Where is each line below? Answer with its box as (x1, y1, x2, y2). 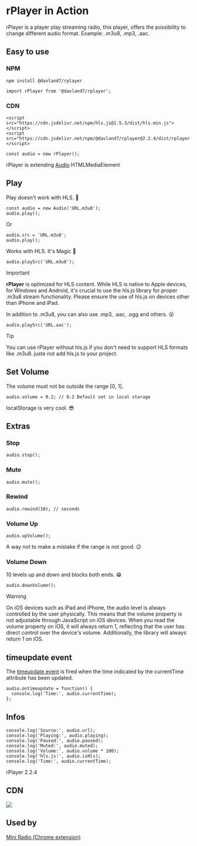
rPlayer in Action (6, 4, 89, 18)
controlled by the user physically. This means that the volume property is (6, 610, 182, 617)
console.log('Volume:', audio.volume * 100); (6, 748, 119, 754)
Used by (6, 818, 37, 828)
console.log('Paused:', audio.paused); (6, 738, 104, 744)
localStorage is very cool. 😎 (6, 404, 74, 411)
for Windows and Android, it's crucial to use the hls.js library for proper (6, 287, 178, 294)
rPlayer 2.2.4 (6, 768, 38, 776)
